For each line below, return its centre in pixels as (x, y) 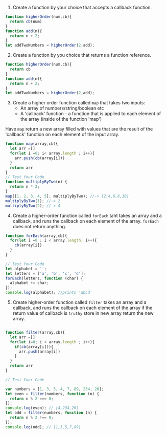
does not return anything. (39, 226)
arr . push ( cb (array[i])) (40, 158)
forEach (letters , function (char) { (44, 278)
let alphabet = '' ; (26, 269)
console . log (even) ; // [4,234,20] (42, 408)
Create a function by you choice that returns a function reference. (82, 55)
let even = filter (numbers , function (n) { (52, 394)
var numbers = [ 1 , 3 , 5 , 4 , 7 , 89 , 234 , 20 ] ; (55, 389)
